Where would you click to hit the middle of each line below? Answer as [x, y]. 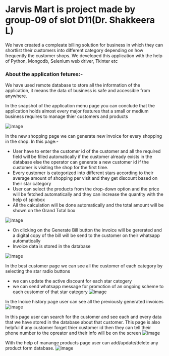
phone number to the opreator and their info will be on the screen [73, 333]
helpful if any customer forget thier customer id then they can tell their [78, 328]
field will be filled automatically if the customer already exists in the [82, 157]
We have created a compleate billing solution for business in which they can [84, 45]
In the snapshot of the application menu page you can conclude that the [80, 106]
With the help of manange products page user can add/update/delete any [82, 343]
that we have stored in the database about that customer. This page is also [83, 322]
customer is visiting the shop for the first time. [60, 168]
